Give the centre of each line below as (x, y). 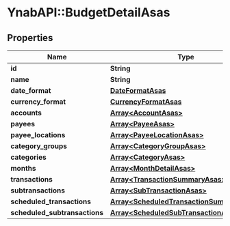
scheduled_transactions (51, 201)
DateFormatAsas (138, 90)
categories (28, 157)
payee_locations (38, 135)
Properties (30, 38)
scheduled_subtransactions (57, 213)
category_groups (39, 146)
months (23, 168)
